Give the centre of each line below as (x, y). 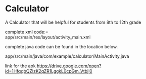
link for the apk (21, 66)
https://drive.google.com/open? (69, 66)
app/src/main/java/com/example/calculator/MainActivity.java (67, 56)
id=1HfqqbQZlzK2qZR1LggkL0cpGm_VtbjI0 (49, 71)
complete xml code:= (27, 32)
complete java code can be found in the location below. (61, 46)
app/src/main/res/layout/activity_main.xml (48, 37)
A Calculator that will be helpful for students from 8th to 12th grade (73, 22)
